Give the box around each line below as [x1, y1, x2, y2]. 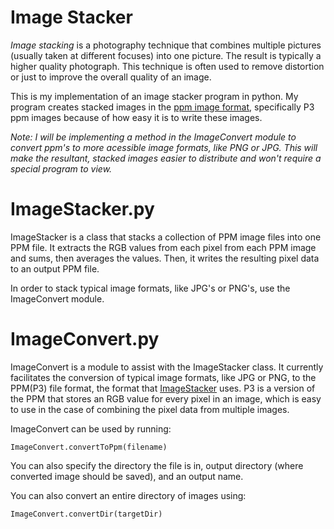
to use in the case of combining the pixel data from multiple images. [10, 403, 290, 415]
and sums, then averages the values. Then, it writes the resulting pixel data [10, 252, 320, 264]
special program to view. [10, 162, 113, 175]
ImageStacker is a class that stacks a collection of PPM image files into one [10, 231, 322, 243]
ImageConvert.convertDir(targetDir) [10, 509, 163, 519]
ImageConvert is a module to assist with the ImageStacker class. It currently [10, 361, 324, 373]
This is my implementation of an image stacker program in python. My [10, 90, 299, 102]
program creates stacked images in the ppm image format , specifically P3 [10, 101, 315, 113]
